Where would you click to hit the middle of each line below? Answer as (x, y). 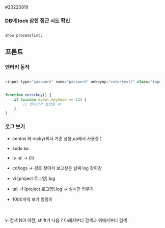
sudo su (20, 148)
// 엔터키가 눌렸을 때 (42, 104)
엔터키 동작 (17, 67)
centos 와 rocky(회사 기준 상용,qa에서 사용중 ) (57, 138)
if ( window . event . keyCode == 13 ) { (50, 100)
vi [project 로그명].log (34, 178)
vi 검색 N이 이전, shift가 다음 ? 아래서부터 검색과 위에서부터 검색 (66, 220)
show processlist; (24, 36)
